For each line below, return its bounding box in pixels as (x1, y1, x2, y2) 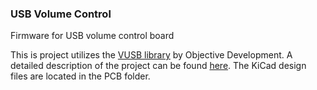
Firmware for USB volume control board (10, 30, 175, 42)
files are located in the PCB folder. (10, 70, 151, 82)
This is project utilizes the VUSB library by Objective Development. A (10, 49, 293, 61)
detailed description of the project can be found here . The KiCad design (10, 60, 307, 72)
